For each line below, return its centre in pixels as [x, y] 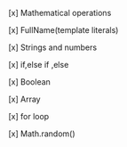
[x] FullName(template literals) [63, 30]
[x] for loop [29, 116]
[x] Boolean [29, 82]
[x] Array [24, 99]
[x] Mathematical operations [60, 13]
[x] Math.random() [42, 134]
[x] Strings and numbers [53, 47]
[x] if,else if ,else [39, 65]
